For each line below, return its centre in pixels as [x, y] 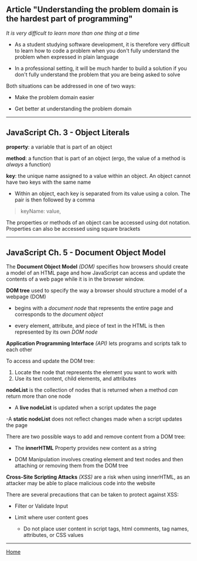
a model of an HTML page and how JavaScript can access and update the [96, 273]
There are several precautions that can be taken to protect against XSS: [92, 495]
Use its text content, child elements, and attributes [75, 379]
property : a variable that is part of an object [59, 147]
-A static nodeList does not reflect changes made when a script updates [94, 419]
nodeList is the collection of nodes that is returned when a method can [92, 390]
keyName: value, [41, 211]
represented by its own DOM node [56, 332]
